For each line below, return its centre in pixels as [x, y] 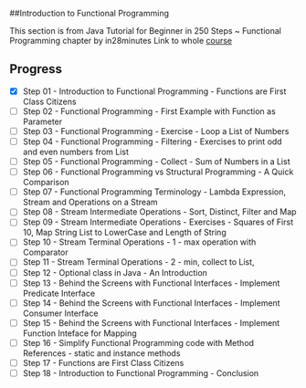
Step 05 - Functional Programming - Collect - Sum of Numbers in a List [156, 162]
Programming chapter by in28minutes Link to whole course [121, 41]
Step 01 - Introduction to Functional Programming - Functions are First [154, 91]
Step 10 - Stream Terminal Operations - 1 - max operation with [139, 242]
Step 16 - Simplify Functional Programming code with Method [138, 342]
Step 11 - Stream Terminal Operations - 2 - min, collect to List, [138, 262]
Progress [36, 69]
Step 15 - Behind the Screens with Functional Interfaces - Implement [151, 322]
